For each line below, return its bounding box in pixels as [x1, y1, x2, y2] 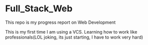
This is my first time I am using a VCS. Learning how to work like [5, 29, 137, 35]
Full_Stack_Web [5, 3, 72, 14]
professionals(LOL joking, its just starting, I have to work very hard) [5, 34, 143, 40]
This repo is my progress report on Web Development [5, 19, 116, 25]
